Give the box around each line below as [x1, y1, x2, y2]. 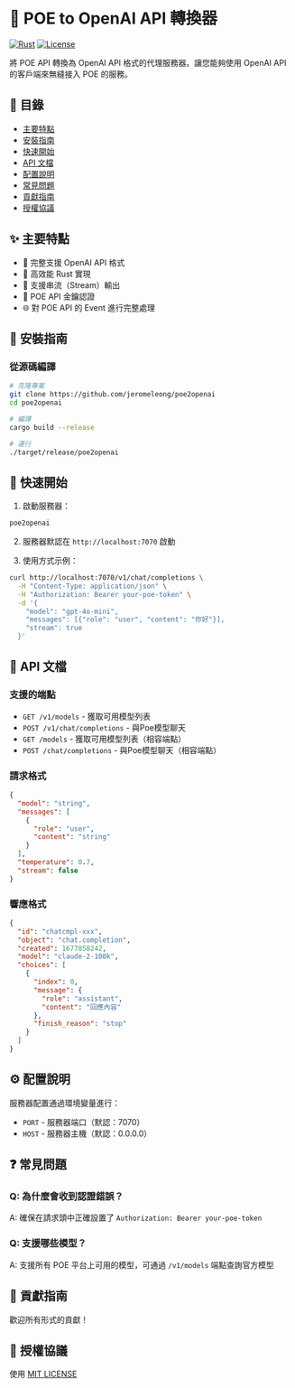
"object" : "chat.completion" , [17, 936, 131, 945]
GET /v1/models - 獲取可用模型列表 [22, 711, 152, 722]
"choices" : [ [17, 961, 67, 970]
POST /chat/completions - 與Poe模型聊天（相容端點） [22, 744, 222, 755]
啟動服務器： [22, 500, 70, 511]
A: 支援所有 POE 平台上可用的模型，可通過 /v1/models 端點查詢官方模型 [9, 1259, 275, 1270]
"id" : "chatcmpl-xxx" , [17, 927, 103, 936]
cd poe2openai [9, 398, 63, 407]
